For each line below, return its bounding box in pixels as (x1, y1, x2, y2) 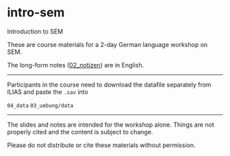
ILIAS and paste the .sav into (7, 87, 89, 96)
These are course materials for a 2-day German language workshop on (7, 40, 208, 48)
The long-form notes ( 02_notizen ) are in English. (7, 61, 144, 69)
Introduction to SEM (7, 27, 64, 35)
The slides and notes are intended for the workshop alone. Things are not (7, 121, 214, 129)
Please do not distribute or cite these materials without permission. (7, 141, 196, 149)
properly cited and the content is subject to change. (7, 127, 153, 136)
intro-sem (7, 5, 65, 20)
